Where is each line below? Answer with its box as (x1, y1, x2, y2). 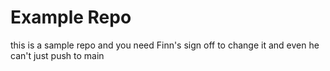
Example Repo (10, 6, 132, 29)
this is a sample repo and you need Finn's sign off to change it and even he (10, 39, 320, 51)
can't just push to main (10, 49, 105, 61)
